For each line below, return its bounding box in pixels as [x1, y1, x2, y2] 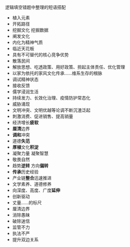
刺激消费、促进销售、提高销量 [12, 113, 73, 119]
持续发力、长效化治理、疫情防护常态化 [12, 95, 90, 101]
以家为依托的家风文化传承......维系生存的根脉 [12, 71, 102, 76]
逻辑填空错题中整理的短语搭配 [5, 4, 66, 10]
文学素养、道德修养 [12, 181, 52, 187]
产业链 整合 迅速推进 [12, 175, 52, 181]
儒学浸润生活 [12, 89, 39, 95]
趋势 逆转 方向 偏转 [12, 163, 48, 169]
